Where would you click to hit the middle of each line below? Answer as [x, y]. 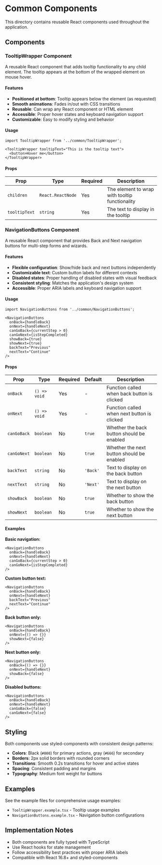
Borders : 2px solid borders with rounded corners [61, 758]
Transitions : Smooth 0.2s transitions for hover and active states [75, 763]
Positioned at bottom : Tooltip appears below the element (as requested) [84, 99]
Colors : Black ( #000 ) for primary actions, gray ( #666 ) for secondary [78, 753]
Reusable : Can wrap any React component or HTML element [73, 109]
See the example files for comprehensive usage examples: [63, 801]
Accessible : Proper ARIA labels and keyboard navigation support [77, 288]
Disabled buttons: [23, 687]
